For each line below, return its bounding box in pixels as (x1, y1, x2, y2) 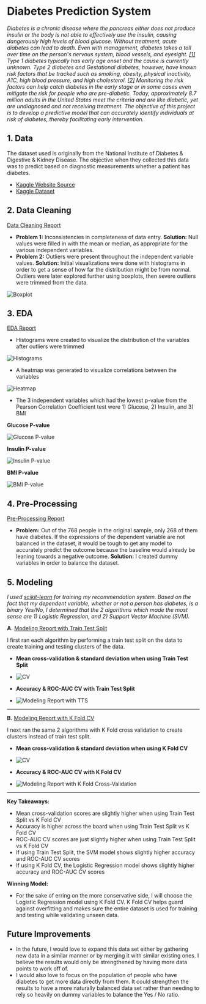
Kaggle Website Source (15, 180, 75, 188)
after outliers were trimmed (15, 343, 85, 350)
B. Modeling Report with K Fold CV (7, 715, 95, 721)
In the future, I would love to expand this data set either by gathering (15, 945, 189, 953)
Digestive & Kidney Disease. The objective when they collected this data (7, 156, 189, 163)
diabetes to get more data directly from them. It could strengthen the (15, 978, 189, 985)
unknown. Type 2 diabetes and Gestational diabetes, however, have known (7, 63, 197, 71)
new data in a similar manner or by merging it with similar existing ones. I (15, 951, 199, 959)
